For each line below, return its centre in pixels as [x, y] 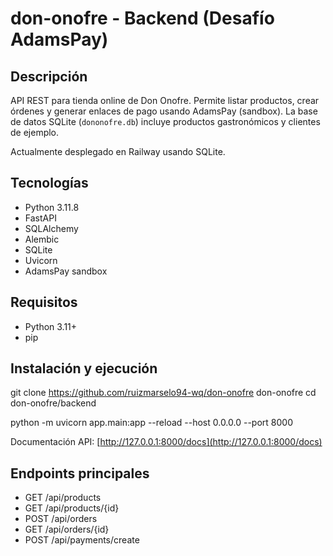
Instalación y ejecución [84, 368]
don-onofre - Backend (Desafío [142, 18]
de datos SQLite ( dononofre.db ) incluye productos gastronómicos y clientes [165, 121]
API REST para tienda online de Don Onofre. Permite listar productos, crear [165, 100]
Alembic [42, 239]
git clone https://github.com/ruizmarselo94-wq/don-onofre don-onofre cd [163, 393]
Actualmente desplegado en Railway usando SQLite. [118, 151]
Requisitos [44, 302]
